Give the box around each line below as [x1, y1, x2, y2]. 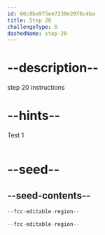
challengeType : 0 [7, 23, 58, 30]
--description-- [7, 60, 99, 76]
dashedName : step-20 [7, 29, 68, 37]
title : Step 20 [7, 17, 52, 24]
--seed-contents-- [7, 189, 91, 201]
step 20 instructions [7, 83, 65, 92]
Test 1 [7, 131, 24, 140]
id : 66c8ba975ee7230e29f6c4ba [7, 10, 96, 18]
